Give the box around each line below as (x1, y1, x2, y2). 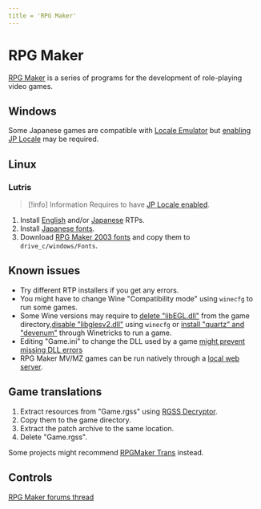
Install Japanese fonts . (19, 224, 95, 233)
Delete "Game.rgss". (19, 432, 88, 442)
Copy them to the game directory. (19, 414, 132, 425)
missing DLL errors (19, 345, 83, 354)
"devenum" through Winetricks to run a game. (19, 328, 172, 337)
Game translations (8, 386, 102, 399)
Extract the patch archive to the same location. (19, 423, 175, 433)
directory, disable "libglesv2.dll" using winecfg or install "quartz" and (19, 319, 245, 329)
